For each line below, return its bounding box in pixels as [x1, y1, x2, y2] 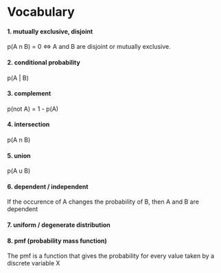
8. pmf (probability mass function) [7, 237, 108, 245]
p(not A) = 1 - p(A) [7, 105, 59, 113]
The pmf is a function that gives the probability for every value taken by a [7, 252, 215, 260]
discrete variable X [7, 259, 60, 267]
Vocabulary [7, 4, 75, 20]
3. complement [7, 89, 51, 98]
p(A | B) [7, 74, 30, 82]
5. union [7, 151, 31, 160]
